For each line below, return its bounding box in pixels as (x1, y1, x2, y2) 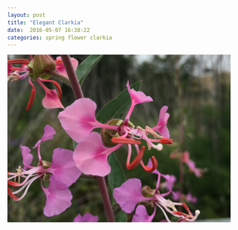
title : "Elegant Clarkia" (7, 18, 84, 26)
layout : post (7, 11, 46, 18)
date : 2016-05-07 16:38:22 (7, 26, 91, 33)
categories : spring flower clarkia (7, 34, 113, 41)
